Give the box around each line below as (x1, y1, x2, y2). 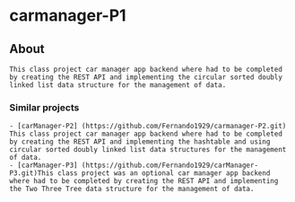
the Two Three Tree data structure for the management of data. (9, 185, 255, 194)
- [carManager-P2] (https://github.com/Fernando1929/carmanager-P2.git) (9, 122, 287, 131)
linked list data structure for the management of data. (9, 81, 227, 90)
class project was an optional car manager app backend (56, 169, 271, 178)
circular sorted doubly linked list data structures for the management (9, 145, 287, 154)
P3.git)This (9, 169, 54, 178)
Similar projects (9, 101, 80, 113)
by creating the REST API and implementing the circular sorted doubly (9, 73, 282, 82)
